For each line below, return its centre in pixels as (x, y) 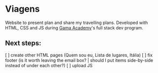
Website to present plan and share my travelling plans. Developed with (77, 23)
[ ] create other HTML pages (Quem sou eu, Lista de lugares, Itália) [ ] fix (79, 55)
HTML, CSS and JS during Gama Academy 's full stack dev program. (74, 27)
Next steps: (23, 43)
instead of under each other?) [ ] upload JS (49, 65)
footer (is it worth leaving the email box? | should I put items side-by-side (79, 60)
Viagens (23, 9)
